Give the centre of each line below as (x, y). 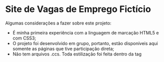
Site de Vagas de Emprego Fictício (78, 9)
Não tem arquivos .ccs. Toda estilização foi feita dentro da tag (77, 54)
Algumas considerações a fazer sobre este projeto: (59, 23)
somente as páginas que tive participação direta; (63, 48)
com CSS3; (24, 38)
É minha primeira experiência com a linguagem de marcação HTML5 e (86, 32)
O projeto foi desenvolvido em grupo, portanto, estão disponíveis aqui (85, 43)
